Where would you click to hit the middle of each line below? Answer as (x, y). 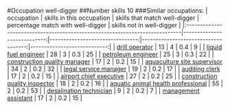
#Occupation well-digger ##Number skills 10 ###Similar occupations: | (107, 11)
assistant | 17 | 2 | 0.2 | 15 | (45, 98)
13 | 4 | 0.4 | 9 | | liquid (190, 47)
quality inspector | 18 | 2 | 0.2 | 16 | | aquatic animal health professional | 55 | (115, 83)
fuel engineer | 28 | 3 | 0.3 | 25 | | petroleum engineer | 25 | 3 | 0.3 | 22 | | (111, 54)
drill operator (135, 47)
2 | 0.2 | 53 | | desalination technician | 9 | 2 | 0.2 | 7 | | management (104, 90)
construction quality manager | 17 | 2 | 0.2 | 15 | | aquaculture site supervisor (115, 61)
